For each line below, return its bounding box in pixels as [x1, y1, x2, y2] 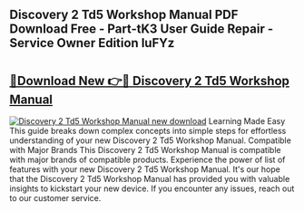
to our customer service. [9, 193, 102, 203]
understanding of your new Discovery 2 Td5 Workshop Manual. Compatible [9, 135, 292, 146]
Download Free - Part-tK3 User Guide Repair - [9, 22, 274, 37]
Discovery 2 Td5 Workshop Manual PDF [9, 7, 239, 23]
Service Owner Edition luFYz [9, 35, 175, 51]
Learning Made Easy [208, 116, 286, 126]
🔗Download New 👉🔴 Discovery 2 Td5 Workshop [9, 72, 290, 89]
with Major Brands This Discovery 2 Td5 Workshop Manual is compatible [9, 145, 281, 155]
